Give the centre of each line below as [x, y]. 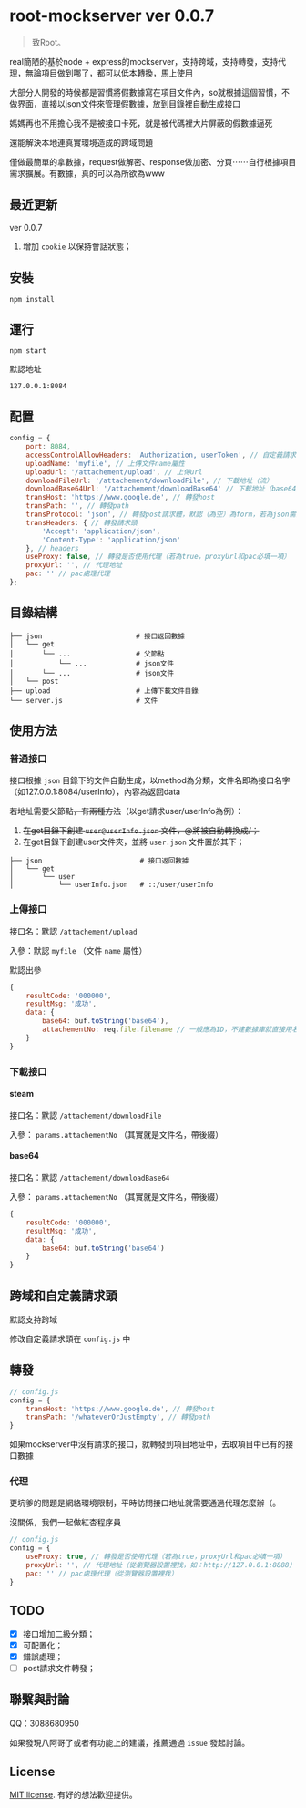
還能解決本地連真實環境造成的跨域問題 [81, 142]
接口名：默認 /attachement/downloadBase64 [90, 1178]
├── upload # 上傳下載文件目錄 [104, 691]
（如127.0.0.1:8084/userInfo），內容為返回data [95, 792]
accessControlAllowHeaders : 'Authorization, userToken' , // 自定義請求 [161, 455]
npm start [28, 351]
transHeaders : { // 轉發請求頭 [82, 522]
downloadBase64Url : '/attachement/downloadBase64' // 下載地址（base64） [164, 489]
